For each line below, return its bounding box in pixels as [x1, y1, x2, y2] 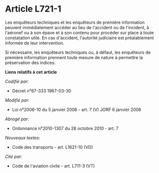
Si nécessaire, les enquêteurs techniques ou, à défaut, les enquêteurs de [5, 49, 151, 55]
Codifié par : [5, 79, 29, 84]
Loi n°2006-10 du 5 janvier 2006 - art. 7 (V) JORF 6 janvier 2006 [12, 107, 142, 112]
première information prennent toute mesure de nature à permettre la [5, 54, 143, 60]
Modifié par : [5, 97, 30, 103]
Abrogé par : [5, 116, 29, 122]
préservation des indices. [5, 60, 56, 65]
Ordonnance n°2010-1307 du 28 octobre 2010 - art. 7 [12, 125, 119, 131]
